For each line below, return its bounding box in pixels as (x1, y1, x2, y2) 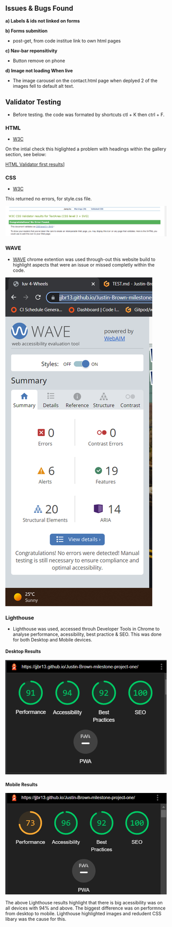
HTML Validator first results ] (5, 161, 65, 167)
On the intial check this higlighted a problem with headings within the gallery (5, 146, 166, 152)
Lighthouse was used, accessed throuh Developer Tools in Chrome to (12, 626, 160, 632)
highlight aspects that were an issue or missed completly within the (12, 261, 155, 268)
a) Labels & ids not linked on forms (5, 17, 80, 24)
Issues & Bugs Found (5, 4, 73, 13)
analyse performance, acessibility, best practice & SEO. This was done (12, 631, 162, 637)
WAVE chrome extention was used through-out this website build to (12, 256, 156, 262)
